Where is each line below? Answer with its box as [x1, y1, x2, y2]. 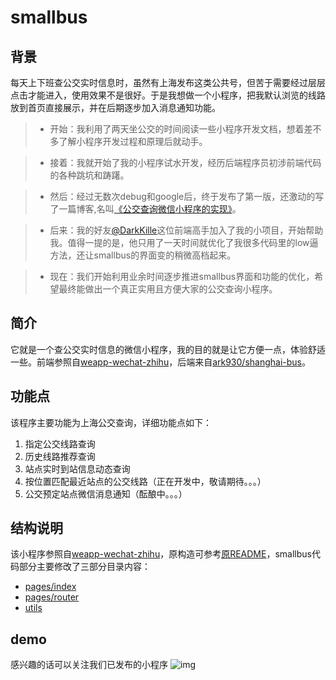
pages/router [24, 591, 80, 603]
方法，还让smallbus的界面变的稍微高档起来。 [49, 249, 237, 261]
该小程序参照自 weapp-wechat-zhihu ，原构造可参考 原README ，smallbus [10, 548, 312, 560]
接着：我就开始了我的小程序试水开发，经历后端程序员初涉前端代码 [49, 157, 322, 168]
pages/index [24, 581, 77, 593]
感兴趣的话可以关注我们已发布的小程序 [10, 659, 168, 671]
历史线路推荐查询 [24, 450, 96, 462]
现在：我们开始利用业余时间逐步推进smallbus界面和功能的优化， [49, 271, 315, 282]
